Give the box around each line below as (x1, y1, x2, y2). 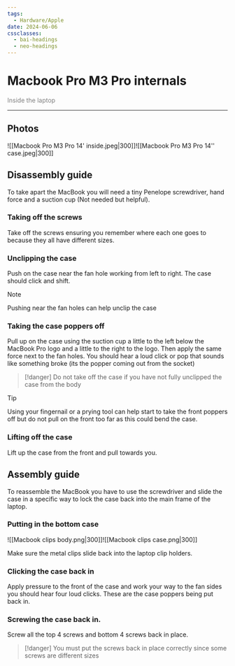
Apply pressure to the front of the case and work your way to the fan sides (7, 582, 222, 591)
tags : (7, 10, 23, 17)
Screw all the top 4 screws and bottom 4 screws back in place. (7, 630, 189, 639)
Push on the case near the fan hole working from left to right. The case (7, 269, 212, 278)
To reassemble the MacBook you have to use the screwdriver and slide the (7, 487, 222, 495)
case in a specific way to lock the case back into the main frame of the (7, 495, 211, 503)
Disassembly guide (7, 169, 93, 181)
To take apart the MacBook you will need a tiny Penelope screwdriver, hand (7, 187, 225, 196)
